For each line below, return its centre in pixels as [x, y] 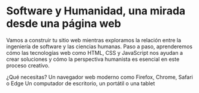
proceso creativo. [28, 65]
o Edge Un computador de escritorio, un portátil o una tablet [81, 83]
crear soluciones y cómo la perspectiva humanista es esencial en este [93, 59]
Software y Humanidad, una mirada [96, 11]
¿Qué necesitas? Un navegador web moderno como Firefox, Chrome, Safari [100, 77]
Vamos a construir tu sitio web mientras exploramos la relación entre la [94, 40]
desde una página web [64, 24]
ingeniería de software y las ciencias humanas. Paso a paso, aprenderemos [99, 46]
